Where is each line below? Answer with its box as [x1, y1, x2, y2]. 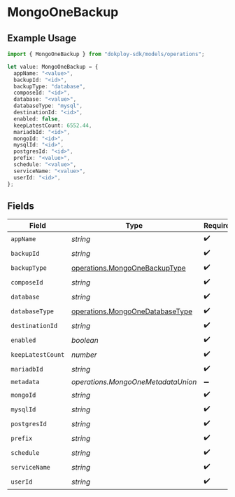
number [71, 350, 97, 360]
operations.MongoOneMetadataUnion [71, 377, 197, 387]
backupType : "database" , [13, 83, 86, 90]
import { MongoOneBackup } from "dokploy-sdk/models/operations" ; [7, 50, 205, 57]
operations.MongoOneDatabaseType [71, 306, 193, 316]
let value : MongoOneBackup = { [7, 63, 99, 70]
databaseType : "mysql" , [13, 102, 83, 109]
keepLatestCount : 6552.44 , [13, 122, 92, 129]
